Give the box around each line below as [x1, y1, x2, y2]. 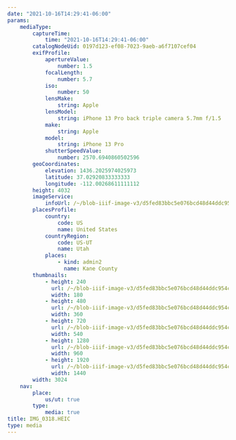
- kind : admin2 [57, 259, 102, 266]
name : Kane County [63, 265, 118, 272]
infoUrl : [44, 200, 71, 207]
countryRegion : [44, 233, 90, 240]
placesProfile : [32, 207, 77, 214]
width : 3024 [32, 376, 68, 383]
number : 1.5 [57, 63, 93, 70]
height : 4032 [32, 187, 71, 194]
